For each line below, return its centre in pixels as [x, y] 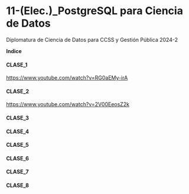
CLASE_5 [17, 145]
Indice [14, 51]
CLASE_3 [18, 118]
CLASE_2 [18, 91]
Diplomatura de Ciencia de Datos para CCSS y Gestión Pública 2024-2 [92, 40]
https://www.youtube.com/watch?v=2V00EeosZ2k [68, 104]
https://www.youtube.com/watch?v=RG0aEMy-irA [67, 78]
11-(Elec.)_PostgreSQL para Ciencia [94, 11]
